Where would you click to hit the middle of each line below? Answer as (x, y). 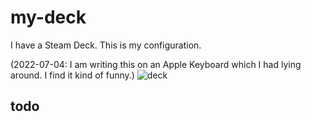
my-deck (48, 17)
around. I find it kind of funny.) (72, 75)
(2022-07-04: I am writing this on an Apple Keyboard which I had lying (156, 64)
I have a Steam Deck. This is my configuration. (106, 45)
